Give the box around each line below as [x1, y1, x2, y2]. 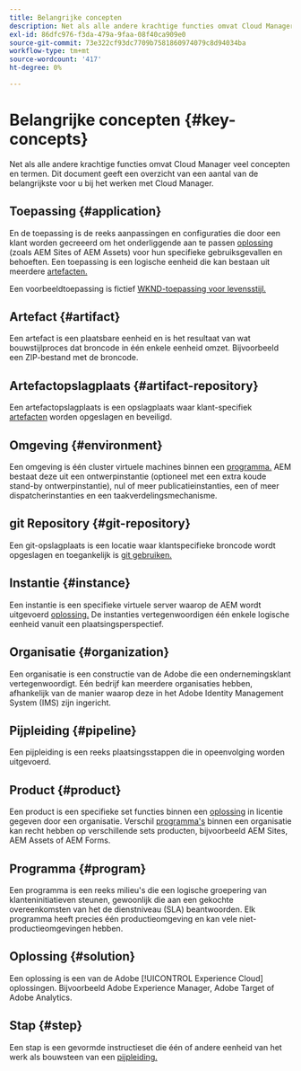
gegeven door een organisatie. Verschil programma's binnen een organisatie [9, 816, 292, 827]
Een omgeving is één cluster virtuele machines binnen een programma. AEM [9, 462, 292, 473]
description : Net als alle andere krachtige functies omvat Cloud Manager [9, 22, 295, 31]
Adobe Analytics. [9, 992, 73, 1003]
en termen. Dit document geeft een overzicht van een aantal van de [9, 168, 259, 179]
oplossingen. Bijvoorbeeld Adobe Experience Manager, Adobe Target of [9, 982, 275, 993]
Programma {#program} [9, 861, 147, 876]
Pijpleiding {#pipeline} [9, 722, 137, 738]
